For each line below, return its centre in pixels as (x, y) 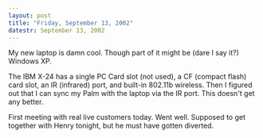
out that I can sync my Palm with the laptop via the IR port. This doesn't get (131, 94)
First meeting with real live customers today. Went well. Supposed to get (127, 117)
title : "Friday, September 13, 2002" (71, 23)
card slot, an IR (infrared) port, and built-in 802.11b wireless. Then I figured (130, 85)
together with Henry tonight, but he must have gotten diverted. (111, 126)
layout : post (30, 15)
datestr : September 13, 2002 (57, 30)
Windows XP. (30, 61)
